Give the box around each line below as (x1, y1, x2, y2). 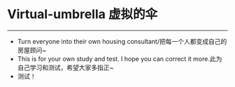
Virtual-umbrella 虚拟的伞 (7, 6, 158, 22)
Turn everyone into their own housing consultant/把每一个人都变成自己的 (17, 37, 227, 45)
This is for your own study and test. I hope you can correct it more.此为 (17, 54, 222, 63)
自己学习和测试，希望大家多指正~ (17, 63, 114, 72)
